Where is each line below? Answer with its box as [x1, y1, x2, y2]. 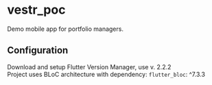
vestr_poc [7, 2, 66, 18]
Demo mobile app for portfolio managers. [7, 25, 123, 33]
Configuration [7, 45, 69, 56]
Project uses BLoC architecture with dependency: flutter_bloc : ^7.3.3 [7, 70, 206, 78]
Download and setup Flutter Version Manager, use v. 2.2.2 [7, 62, 172, 71]
